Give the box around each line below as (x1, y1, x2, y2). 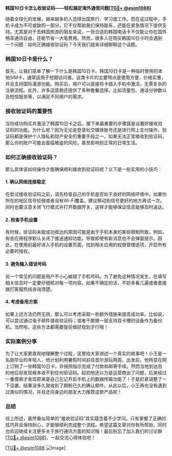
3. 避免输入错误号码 (5, 260, 47, 267)
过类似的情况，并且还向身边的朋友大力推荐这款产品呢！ (5, 389, 122, 395)
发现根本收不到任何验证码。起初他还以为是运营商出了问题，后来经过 (23, 370, 167, 376)
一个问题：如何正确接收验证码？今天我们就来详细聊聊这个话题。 (5, 41, 140, 48)
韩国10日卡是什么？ (5, 55, 53, 62)
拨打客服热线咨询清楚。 (5, 286, 55, 292)
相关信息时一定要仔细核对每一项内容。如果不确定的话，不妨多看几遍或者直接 (5, 279, 167, 286)
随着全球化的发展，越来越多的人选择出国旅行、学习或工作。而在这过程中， (5, 16, 162, 22)
